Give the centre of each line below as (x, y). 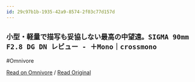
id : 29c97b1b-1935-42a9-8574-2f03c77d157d (61, 12)
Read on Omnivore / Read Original (49, 72)
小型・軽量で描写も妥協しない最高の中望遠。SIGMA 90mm (98, 37)
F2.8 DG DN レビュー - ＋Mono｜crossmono (82, 47)
